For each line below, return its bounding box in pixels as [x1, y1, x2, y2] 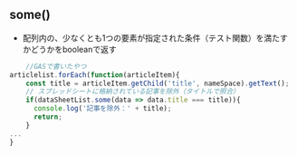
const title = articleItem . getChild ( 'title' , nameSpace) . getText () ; [25, 79, 290, 88]
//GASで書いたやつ [25, 62, 87, 71]
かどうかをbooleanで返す [22, 44, 117, 54]
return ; [33, 112, 63, 121]
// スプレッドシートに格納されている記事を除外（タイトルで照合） [25, 87, 240, 96]
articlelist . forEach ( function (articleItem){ [9, 70, 180, 80]
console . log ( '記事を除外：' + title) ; [33, 104, 172, 113]
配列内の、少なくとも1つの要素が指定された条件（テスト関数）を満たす [22, 32, 288, 44]
